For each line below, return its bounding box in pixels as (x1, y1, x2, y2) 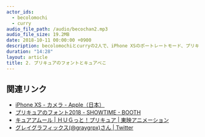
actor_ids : (6, 9, 34, 15)
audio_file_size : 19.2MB (6, 32, 70, 38)
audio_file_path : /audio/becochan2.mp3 (6, 26, 108, 32)
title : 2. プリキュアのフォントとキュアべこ (6, 60, 107, 66)
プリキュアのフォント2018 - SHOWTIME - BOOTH (15, 109, 141, 116)
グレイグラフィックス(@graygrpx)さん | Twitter (15, 124, 133, 132)
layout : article (6, 54, 48, 60)
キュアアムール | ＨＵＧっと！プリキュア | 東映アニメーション (15, 116, 170, 124)
